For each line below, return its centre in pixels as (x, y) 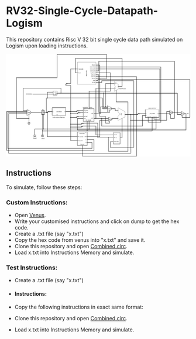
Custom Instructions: (37, 202)
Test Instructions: (32, 268)
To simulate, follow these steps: (44, 187)
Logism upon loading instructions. (47, 46)
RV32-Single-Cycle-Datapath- (82, 11)
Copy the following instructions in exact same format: (79, 307)
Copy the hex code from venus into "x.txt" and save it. (80, 240)
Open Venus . (30, 215)
